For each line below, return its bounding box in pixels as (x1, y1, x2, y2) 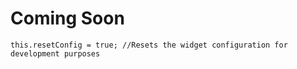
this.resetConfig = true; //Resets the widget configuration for (10, 40, 288, 50)
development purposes (10, 48, 101, 59)
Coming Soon (10, 7, 125, 30)
